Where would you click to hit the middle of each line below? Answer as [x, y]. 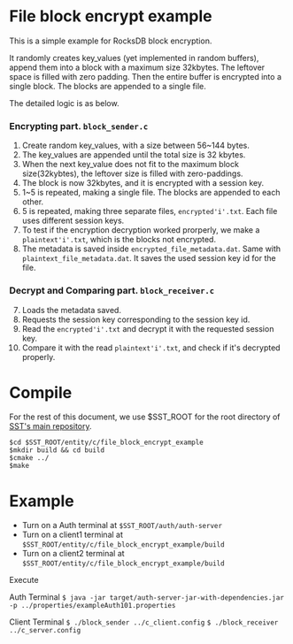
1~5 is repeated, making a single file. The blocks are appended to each [151, 193]
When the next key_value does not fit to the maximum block [130, 165]
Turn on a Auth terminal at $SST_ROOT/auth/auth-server [122, 525]
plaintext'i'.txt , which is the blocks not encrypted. [119, 240]
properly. [39, 356]
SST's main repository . [50, 426]
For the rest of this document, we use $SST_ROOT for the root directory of [145, 417]
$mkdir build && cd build [57, 450]
